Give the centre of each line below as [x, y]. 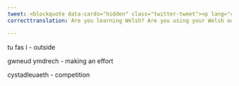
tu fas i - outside [31, 47]
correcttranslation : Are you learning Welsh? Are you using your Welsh [116, 21]
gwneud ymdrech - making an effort [60, 60]
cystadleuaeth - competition [49, 75]
